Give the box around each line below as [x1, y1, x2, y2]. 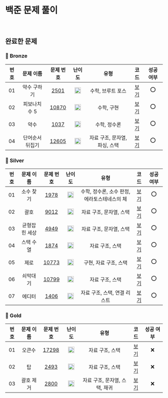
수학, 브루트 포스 [89, 87, 126, 94]
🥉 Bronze [5, 52, 27, 59]
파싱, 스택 [97, 141, 119, 148]
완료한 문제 [5, 37, 37, 45]
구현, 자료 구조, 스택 [83, 259, 127, 266]
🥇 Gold [5, 312, 21, 319]
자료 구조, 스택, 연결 [80, 289, 125, 296]
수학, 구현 [97, 104, 119, 111]
